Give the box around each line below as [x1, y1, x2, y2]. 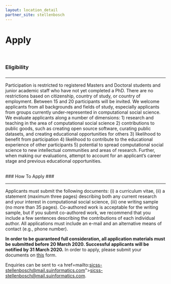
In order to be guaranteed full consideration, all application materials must [5, 236, 165, 242]
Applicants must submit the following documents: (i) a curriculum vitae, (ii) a [5, 188, 165, 194]
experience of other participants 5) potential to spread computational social [5, 142, 164, 148]
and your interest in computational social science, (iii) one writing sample [5, 199, 159, 205]
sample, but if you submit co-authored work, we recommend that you [5, 210, 151, 216]
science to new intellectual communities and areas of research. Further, [5, 147, 155, 153]
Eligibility [5, 64, 29, 71]
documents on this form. [5, 252, 57, 258]
